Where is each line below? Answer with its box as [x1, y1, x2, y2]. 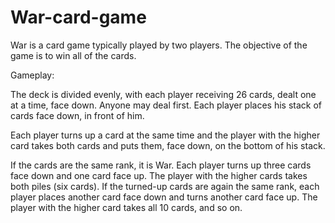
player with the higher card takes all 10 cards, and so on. [10, 201, 243, 213]
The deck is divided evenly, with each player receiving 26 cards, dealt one [10, 88, 317, 100]
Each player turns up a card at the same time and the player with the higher [10, 129, 321, 141]
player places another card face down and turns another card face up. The [10, 191, 318, 203]
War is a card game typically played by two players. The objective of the [10, 39, 308, 51]
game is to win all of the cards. [10, 49, 137, 61]
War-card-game [10, 6, 147, 29]
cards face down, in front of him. [10, 109, 145, 121]
